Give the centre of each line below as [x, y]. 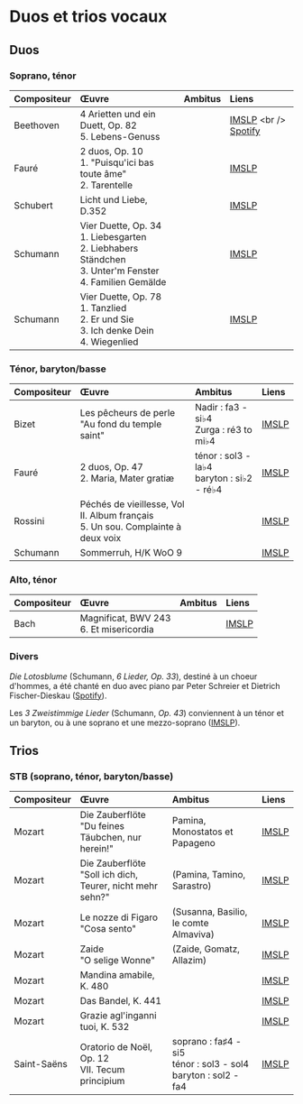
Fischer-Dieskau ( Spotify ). [58, 695]
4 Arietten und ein [118, 114]
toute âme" [103, 173]
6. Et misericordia [117, 630]
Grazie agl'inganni [118, 1016]
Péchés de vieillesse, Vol [132, 504]
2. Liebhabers [109, 248]
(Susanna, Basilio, [210, 912]
